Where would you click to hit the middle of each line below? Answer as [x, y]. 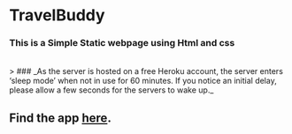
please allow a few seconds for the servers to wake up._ [111, 90]
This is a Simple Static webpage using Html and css [122, 43]
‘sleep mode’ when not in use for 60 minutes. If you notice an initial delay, [143, 81]
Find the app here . [61, 118]
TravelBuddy [57, 15]
